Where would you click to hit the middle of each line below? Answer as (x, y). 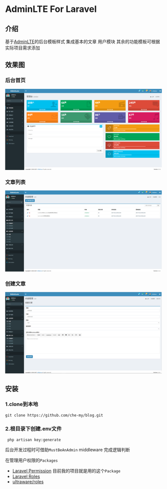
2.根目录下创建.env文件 (34, 428)
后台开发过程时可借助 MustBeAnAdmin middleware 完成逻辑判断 (68, 450)
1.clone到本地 (22, 404)
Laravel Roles (26, 477)
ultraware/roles (28, 482)
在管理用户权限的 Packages (32, 460)
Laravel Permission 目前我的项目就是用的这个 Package (66, 471)
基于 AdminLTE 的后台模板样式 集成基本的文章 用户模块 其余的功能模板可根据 (83, 41)
